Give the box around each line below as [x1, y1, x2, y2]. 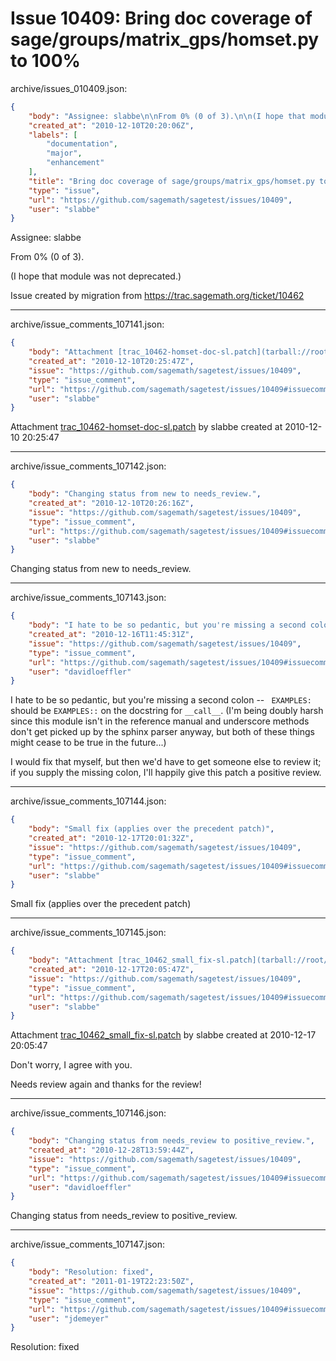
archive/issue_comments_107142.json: [10, 460, 167, 472]
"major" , [46, 148, 83, 159]
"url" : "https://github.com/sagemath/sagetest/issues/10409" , [28, 195, 293, 205]
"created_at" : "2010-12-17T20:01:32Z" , [28, 833, 195, 844]
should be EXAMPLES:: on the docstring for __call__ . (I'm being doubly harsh [10, 705, 324, 717]
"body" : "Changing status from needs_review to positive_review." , [28, 1136, 315, 1146]
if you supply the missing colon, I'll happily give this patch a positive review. [10, 767, 322, 779]
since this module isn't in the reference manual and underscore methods [10, 715, 310, 727]
